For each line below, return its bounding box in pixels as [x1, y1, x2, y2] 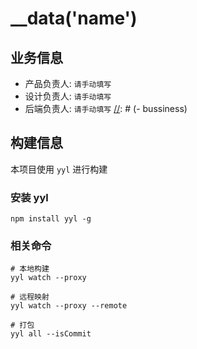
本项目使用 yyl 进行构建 [10, 163, 108, 175]
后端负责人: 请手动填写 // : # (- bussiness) [24, 103, 188, 114]
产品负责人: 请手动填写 [24, 78, 112, 89]
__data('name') [10, 7, 138, 30]
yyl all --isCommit [10, 329, 92, 339]
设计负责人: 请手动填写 [24, 90, 112, 102]
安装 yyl [10, 190, 49, 204]
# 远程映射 [10, 292, 50, 302]
